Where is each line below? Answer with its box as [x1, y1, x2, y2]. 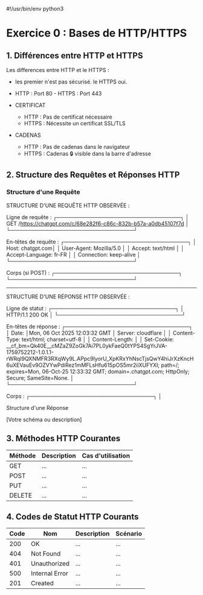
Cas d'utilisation [82, 451, 130, 459]
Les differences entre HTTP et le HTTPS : [6, 67, 109, 73]
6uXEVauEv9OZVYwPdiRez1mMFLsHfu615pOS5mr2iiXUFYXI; [6, 361, 160, 369]
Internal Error [31, 569, 68, 577]
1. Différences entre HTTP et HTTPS [6, 50, 143, 61]
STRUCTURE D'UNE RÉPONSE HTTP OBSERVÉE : [6, 293, 130, 300]
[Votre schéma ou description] [6, 416, 82, 423]
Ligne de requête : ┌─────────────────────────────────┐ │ [6, 213, 189, 220]
